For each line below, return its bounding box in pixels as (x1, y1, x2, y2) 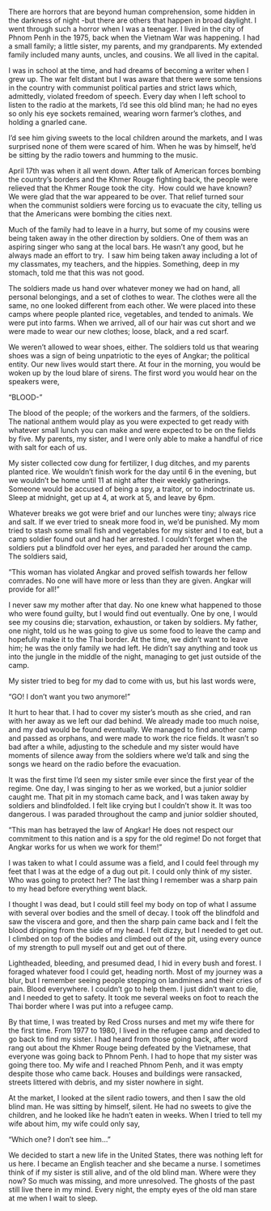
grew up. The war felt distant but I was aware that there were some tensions (8, 75, 263, 83)
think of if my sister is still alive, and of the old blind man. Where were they (8, 1167, 256, 1177)
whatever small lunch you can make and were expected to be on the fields (8, 426, 256, 434)
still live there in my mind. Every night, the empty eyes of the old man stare (8, 1185, 257, 1194)
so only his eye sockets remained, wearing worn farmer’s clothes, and (8, 109, 242, 118)
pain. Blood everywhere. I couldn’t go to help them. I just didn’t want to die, (8, 984, 259, 994)
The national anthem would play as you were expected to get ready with (8, 417, 249, 426)
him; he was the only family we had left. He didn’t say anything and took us (8, 644, 258, 653)
